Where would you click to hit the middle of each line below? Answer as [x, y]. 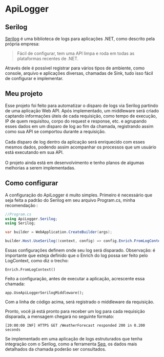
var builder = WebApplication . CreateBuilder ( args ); [59, 232]
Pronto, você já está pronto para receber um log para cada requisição [75, 311]
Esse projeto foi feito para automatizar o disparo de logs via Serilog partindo [82, 105]
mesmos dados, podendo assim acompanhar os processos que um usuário [81, 147]
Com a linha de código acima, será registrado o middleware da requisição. [80, 302]
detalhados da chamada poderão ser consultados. [56, 349]
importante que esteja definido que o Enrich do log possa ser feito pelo [76, 255]
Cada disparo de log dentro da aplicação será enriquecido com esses [75, 142]
